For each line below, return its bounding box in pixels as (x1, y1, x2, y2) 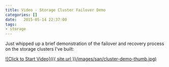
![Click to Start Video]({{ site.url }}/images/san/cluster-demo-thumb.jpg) (5, 56, 157, 62)
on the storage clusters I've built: (5, 46, 74, 52)
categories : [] (5, 12, 38, 17)
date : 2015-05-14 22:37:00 (5, 17, 67, 22)
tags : (5, 21, 17, 27)
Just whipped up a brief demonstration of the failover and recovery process (5, 40, 164, 47)
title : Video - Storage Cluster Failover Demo (5, 7, 106, 13)
